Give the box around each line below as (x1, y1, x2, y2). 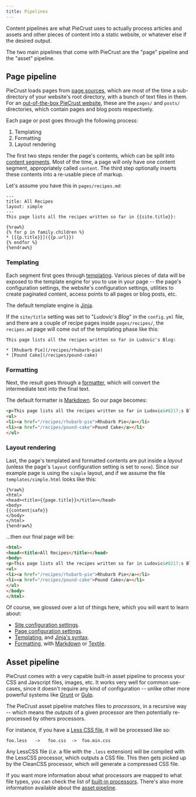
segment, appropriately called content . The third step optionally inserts (6, 165, 177, 172)
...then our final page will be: (6, 533, 75, 540)
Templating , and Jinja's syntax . (14, 634, 89, 641)
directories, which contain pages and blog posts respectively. (6, 106, 154, 113)
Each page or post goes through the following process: (6, 117, 138, 124)
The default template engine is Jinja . (6, 302, 94, 309)
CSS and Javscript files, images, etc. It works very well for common (6, 679, 169, 686)
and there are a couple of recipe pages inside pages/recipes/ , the (6, 319, 164, 326)
